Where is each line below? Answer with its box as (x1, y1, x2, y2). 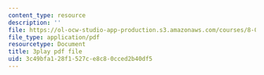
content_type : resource (8, 11, 86, 20)
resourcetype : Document (8, 41, 86, 48)
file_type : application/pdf (8, 33, 101, 41)
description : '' (8, 19, 61, 27)
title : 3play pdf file (8, 48, 82, 55)
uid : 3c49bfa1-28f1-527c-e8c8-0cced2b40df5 (8, 55, 153, 63)
